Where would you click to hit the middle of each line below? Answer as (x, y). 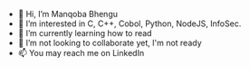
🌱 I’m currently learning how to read (85, 33)
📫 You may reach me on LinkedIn (81, 53)
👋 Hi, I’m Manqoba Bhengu (67, 14)
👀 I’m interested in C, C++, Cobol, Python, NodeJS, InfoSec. (130, 24)
